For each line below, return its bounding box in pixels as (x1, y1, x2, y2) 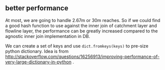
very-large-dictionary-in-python (5, 58, 72, 64)
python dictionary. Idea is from (5, 48, 69, 54)
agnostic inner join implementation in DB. (5, 33, 91, 39)
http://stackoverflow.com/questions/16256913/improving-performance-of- (5, 53, 160, 59)
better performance (5, 4, 69, 12)
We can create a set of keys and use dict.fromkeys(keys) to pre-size (5, 42, 148, 49)
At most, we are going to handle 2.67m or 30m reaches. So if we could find (5, 17, 160, 23)
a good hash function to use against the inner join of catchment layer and (5, 22, 157, 28)
